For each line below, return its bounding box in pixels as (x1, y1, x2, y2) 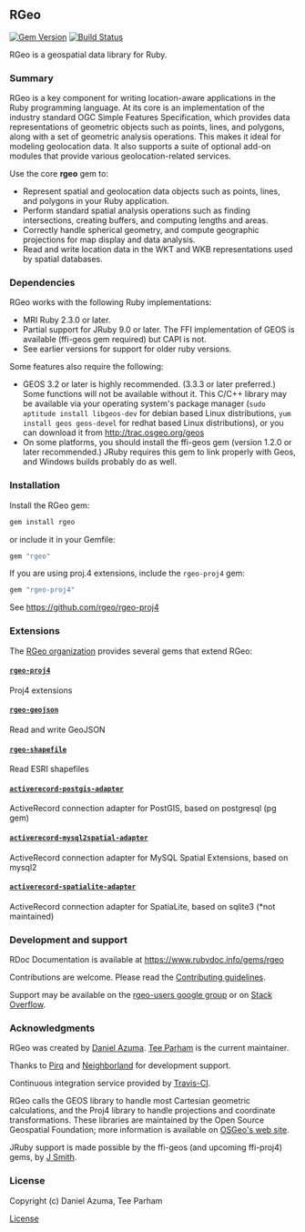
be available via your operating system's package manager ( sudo (22, 398, 266, 409)
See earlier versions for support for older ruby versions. (22, 343, 232, 354)
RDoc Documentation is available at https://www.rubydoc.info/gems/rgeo (9, 954, 284, 965)
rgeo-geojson (9, 706, 59, 715)
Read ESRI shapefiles (9, 764, 89, 775)
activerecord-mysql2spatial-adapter (9, 833, 148, 843)
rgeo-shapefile (9, 745, 67, 754)
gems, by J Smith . (9, 1152, 77, 1163)
